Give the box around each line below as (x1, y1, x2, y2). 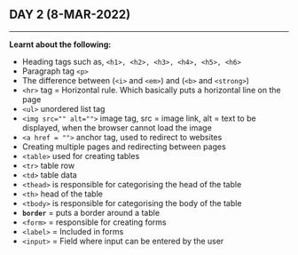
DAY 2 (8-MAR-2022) (9, 7, 131, 22)
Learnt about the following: (9, 39, 112, 50)
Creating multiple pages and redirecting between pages (21, 141, 226, 152)
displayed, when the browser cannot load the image (21, 122, 213, 132)
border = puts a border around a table (21, 207, 161, 218)
